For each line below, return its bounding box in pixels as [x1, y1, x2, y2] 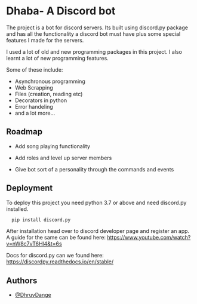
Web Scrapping [14, 84, 54, 91]
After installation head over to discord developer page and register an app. [6, 228, 190, 235]
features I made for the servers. [6, 36, 84, 44]
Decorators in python [14, 97, 67, 104]
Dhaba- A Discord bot [6, 4, 116, 18]
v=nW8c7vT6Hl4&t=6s [6, 240, 62, 247]
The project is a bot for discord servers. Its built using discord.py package [6, 24, 188, 31]
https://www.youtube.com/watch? [107, 234, 191, 241]
